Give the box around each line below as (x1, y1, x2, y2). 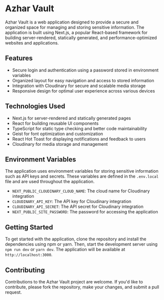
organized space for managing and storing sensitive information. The (5, 24, 144, 30)
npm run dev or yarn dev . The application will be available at (5, 247, 126, 253)
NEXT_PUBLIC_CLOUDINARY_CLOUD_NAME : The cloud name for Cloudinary (12, 188, 150, 194)
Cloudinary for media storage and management (12, 141, 108, 147)
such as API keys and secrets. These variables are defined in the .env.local (5, 173, 159, 179)
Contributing (5, 266, 45, 274)
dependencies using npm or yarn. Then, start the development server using (5, 241, 158, 247)
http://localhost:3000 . (5, 252, 53, 257)
